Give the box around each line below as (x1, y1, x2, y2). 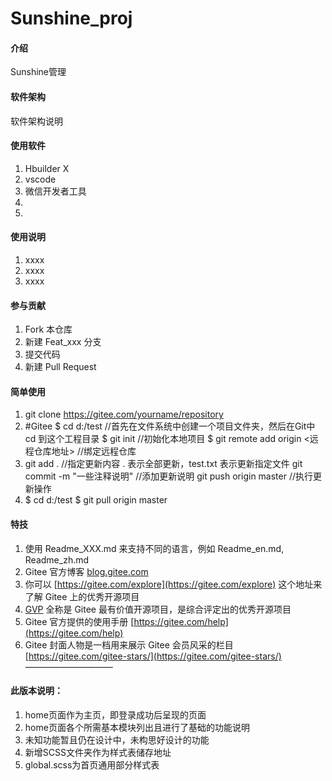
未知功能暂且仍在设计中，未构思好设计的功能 (24, 733, 210, 746)
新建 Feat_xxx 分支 (24, 336, 102, 348)
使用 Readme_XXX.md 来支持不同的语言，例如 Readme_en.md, (24, 542, 285, 554)
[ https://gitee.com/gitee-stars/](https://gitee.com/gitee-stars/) (24, 650, 282, 662)
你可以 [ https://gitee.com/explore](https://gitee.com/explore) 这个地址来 (24, 578, 323, 590)
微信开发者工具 (24, 185, 87, 197)
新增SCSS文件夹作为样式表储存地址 (24, 746, 172, 758)
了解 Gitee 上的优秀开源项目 (24, 590, 140, 602)
